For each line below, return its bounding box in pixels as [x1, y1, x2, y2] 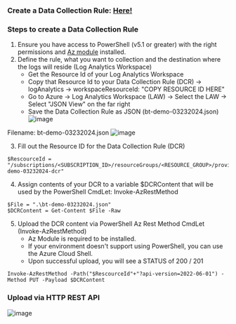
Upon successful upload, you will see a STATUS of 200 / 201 [27, 257, 204, 265]
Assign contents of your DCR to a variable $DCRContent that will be [17, 180, 214, 189]
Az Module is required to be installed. [27, 234, 136, 243]
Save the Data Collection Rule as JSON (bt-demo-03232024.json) [27, 107, 219, 116]
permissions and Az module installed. [17, 48, 126, 56]
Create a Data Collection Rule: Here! [7, 6, 133, 15]
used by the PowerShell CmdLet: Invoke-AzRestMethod [17, 188, 178, 196]
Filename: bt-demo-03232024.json [7, 128, 110, 137]
